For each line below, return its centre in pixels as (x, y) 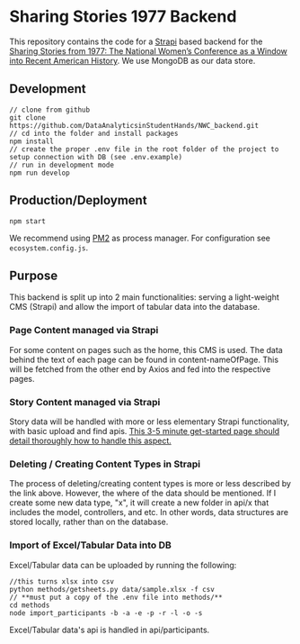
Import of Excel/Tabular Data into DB (91, 545)
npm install (31, 141)
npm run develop (40, 173)
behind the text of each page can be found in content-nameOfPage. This (144, 359)
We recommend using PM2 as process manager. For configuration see (140, 238)
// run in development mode (62, 165)
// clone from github (50, 110)
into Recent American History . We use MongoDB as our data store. (132, 60)
